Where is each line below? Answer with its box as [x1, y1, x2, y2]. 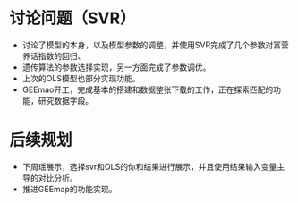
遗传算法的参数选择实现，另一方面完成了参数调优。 [21, 62, 211, 72]
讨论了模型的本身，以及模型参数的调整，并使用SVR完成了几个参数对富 [21, 39, 282, 50]
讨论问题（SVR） [9, 8, 136, 29]
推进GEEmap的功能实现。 [21, 183, 117, 194]
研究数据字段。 [38, 95, 94, 106]
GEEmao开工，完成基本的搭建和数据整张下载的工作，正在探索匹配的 [21, 84, 274, 95]
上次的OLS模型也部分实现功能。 [21, 72, 140, 83]
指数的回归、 [38, 50, 86, 61]
